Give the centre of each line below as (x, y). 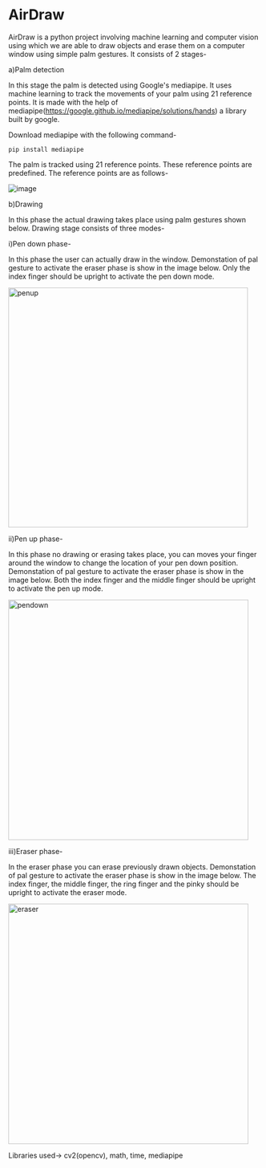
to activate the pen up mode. (56, 588)
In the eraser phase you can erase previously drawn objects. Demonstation (132, 867)
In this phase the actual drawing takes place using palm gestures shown (127, 219)
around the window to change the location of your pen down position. (123, 563)
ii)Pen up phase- (36, 539)
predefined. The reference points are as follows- (89, 173)
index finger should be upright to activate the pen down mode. (111, 276)
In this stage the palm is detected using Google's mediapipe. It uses (120, 85)
